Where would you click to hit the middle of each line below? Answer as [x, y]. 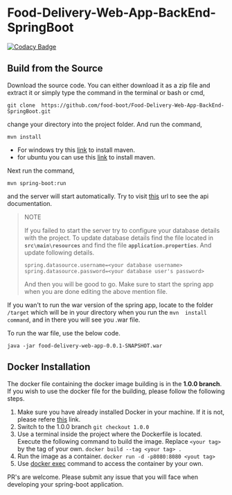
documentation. [30, 203]
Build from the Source [55, 68]
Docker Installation [49, 367]
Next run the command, [41, 171]
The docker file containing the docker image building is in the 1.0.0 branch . [115, 383]
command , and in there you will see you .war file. [74, 320]
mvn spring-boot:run [37, 183]
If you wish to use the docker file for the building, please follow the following [116, 391]
